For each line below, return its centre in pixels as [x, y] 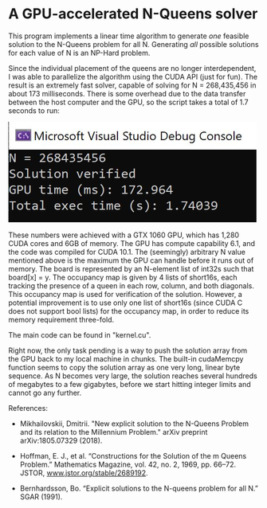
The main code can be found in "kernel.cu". [80, 334]
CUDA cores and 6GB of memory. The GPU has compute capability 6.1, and [132, 243]
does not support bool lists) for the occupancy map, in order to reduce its [129, 311]
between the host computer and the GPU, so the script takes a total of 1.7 [128, 102]
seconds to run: [34, 110]
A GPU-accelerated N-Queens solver [133, 14]
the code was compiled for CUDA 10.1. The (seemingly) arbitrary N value [127, 252]
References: [28, 408]
